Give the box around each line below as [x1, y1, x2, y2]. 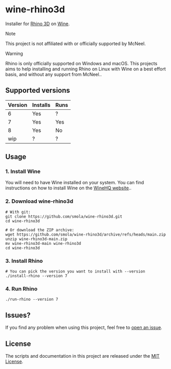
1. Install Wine [5, 168, 41, 175]
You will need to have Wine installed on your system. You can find [5, 180, 144, 186]
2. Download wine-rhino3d [5, 198, 73, 205]
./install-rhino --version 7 [5, 274, 68, 279]
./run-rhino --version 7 [5, 297, 58, 302]
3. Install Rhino [5, 257, 43, 264]
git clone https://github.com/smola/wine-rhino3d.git [5, 214, 123, 219]
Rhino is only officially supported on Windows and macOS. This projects [5, 60, 158, 66]
